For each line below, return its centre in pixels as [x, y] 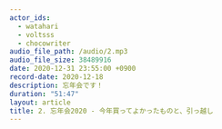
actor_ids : [30, 18]
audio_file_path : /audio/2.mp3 [69, 52]
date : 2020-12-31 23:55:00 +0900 [73, 69]
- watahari [38, 26]
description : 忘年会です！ [56, 85]
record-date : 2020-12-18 [56, 77]
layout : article [40, 102]
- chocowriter [44, 43]
